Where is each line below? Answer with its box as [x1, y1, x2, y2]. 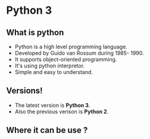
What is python [6, 27, 64, 38]
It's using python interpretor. [14, 62, 85, 69]
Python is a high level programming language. [14, 43, 128, 50]
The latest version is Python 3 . [14, 101, 90, 109]
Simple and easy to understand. [14, 69, 93, 75]
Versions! [6, 86, 43, 96]
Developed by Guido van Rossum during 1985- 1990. [14, 50, 144, 57]
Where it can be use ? [6, 125, 88, 135]
